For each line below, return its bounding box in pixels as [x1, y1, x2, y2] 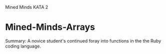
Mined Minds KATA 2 [5, 4, 48, 10]
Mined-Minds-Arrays [5, 22, 95, 33]
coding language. [5, 43, 41, 49]
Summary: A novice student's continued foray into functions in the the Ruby [5, 38, 161, 44]
